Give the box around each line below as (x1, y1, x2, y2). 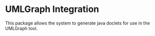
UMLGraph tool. (5, 25, 38, 31)
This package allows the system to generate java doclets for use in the (5, 20, 151, 26)
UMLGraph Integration (5, 3, 99, 15)
